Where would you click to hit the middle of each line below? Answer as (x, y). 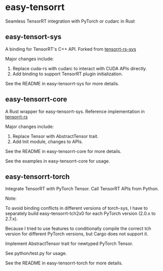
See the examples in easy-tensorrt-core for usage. (58, 161)
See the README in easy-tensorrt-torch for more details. (64, 263)
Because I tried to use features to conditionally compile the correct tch (78, 229)
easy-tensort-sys (33, 37)
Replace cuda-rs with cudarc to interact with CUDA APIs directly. (80, 68)
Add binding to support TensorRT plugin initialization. (68, 74)
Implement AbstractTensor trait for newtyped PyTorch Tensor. (69, 244)
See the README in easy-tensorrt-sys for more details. (62, 83)
